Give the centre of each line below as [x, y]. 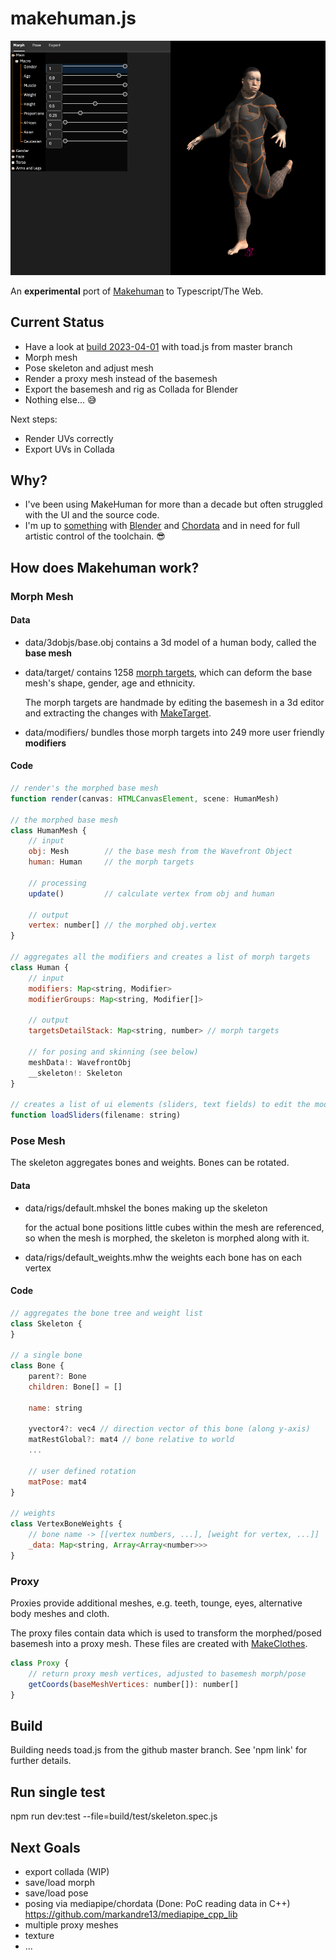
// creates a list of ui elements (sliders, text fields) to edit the [160, 1105]
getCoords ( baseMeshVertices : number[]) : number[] [134, 1684]
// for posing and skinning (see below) [113, 1052]
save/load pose [56, 1893]
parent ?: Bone [57, 1377]
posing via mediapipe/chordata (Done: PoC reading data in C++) [157, 1903]
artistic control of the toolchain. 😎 [95, 536]
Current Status [57, 322]
